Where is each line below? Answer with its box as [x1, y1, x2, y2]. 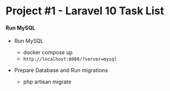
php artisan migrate [23, 79, 72, 86]
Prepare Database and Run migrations [14, 67, 108, 74]
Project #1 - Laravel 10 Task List [5, 4, 165, 18]
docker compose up [23, 49, 73, 56]
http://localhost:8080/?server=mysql [23, 57, 118, 62]
